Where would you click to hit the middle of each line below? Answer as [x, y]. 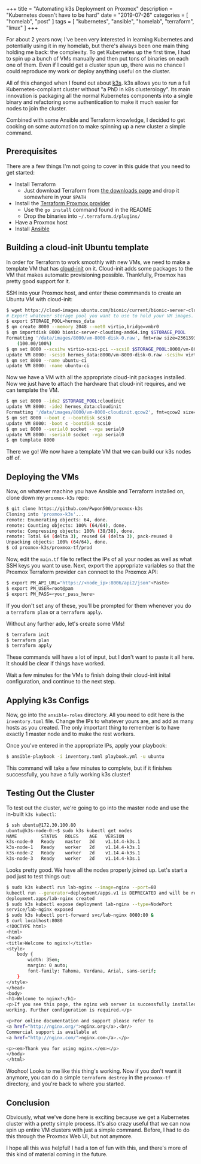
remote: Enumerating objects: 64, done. [57, 520]
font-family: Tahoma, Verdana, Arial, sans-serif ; [92, 971]
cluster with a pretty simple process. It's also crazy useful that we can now [98, 1123]
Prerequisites [32, 151]
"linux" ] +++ [22, 28]
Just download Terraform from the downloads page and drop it [101, 190]
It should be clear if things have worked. [56, 664]
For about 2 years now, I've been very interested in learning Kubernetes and [100, 39]
